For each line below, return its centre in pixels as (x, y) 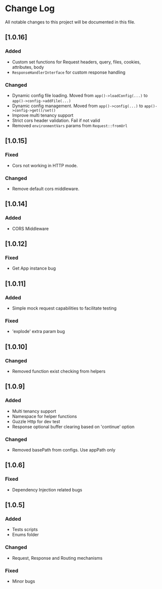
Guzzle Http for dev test (36, 421)
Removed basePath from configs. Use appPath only (64, 450)
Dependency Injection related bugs (47, 490)
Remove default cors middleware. (46, 189)
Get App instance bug (34, 268)
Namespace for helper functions (44, 416)
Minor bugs (24, 581)
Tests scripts (25, 530)
